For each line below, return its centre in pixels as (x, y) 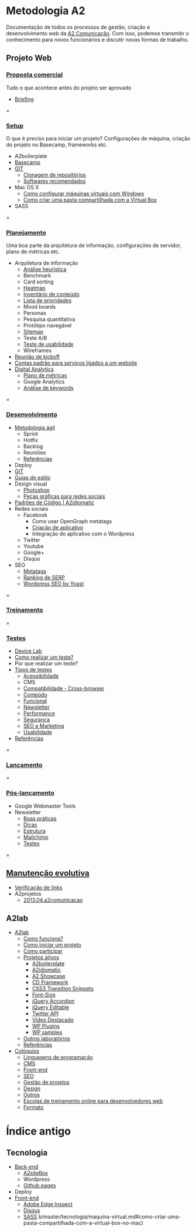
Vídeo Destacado (53, 1020)
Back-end (26, 1167)
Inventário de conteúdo (51, 294)
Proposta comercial (35, 75)
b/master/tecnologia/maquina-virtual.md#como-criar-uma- (110, 1217)
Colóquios (27, 1051)
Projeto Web (29, 58)
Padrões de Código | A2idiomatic (54, 502)
